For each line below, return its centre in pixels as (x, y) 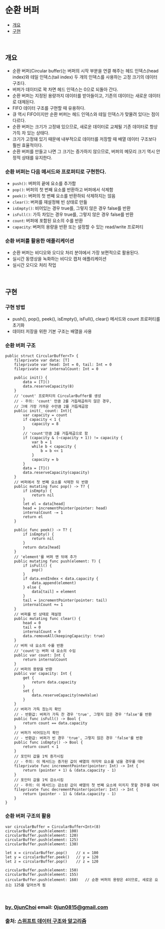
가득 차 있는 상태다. (31, 133)
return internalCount (45, 660)
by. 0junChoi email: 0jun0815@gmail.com (56, 907)
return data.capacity (54, 682)
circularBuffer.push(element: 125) (42, 840)
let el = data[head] (44, 504)
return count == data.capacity (55, 723)
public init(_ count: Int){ (43, 411)
